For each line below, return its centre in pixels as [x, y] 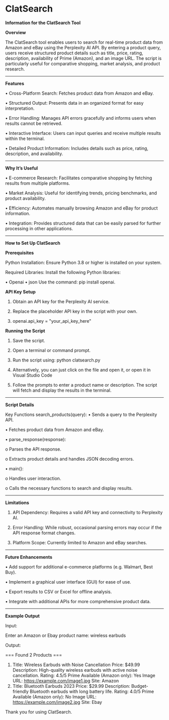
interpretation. [20, 108]
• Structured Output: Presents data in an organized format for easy [74, 103]
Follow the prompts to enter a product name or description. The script [85, 385]
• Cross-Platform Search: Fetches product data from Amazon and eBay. [80, 93]
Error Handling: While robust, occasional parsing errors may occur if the [87, 527]
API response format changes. [44, 533]
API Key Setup [21, 292]
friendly [21, 691]
